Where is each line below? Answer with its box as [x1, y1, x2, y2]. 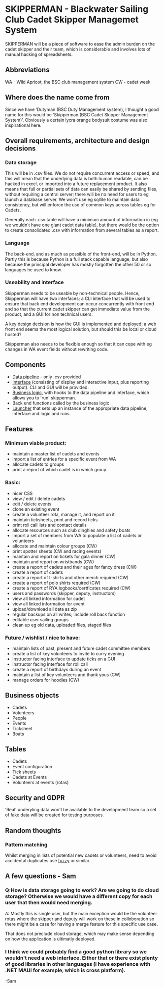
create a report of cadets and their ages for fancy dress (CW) [12, 564, 137, 570]
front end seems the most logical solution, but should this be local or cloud [5, 326, 157, 332]
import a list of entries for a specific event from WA [12, 456, 116, 462]
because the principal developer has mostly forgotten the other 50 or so [5, 261, 152, 267]
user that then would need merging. [5, 899, 93, 906]
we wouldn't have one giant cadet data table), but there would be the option [5, 222, 159, 228]
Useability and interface [5, 279, 64, 286]
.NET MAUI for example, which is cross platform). [5, 967, 126, 974]
